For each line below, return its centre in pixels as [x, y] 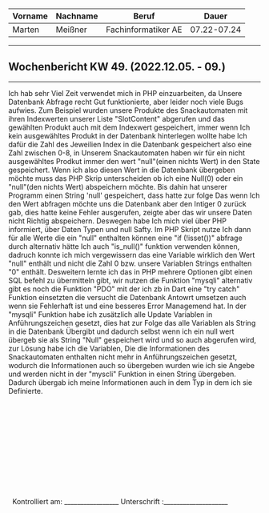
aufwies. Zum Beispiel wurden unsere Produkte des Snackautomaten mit [128, 110]
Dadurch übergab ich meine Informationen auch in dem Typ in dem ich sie [130, 383]
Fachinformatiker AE [144, 30]
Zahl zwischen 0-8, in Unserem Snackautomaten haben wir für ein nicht [127, 153]
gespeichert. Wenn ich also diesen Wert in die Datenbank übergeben [122, 170]
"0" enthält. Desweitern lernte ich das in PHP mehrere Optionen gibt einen [130, 272]
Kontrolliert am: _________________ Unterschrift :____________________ [120, 501]
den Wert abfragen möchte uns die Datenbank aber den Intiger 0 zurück [127, 204]
